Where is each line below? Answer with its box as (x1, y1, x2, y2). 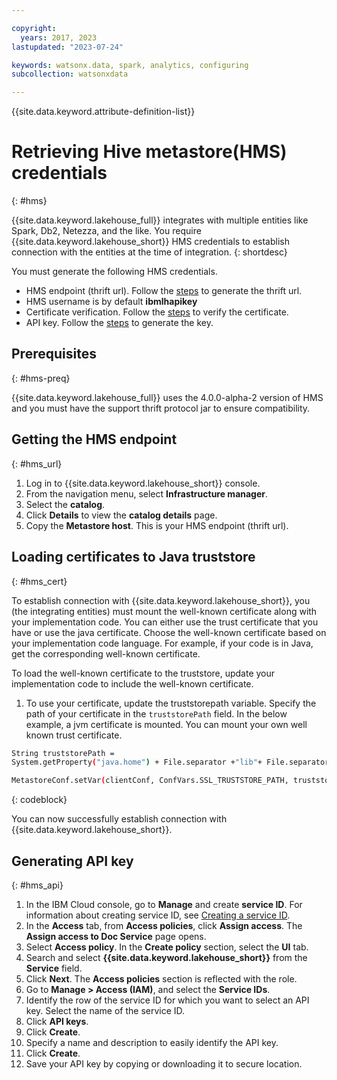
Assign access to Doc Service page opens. (25, 930, 207, 942)
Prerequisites (11, 346, 97, 363)
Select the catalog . (25, 498, 106, 510)
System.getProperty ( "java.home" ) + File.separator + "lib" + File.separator (11, 757, 330, 768)
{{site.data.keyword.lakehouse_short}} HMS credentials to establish (11, 236, 290, 248)
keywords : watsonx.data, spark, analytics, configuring (11, 60, 249, 70)
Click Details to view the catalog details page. (25, 509, 218, 521)
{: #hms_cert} (11, 575, 68, 587)
